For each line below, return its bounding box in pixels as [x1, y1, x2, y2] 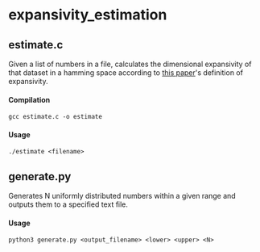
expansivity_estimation [8, 6, 167, 24]
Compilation [8, 94, 51, 104]
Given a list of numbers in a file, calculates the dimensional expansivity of [8, 59, 252, 69]
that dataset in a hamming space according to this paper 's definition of [8, 68, 244, 78]
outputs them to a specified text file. [8, 199, 129, 209]
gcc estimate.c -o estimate [8, 113, 103, 121]
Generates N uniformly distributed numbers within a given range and [8, 191, 236, 201]
